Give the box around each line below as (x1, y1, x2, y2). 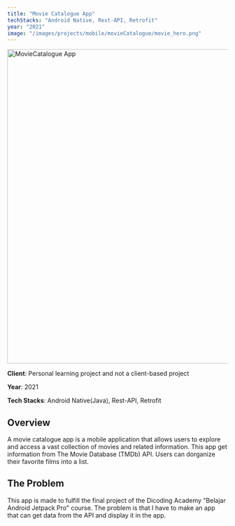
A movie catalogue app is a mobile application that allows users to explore (7, 435, 221, 444)
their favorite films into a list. (7, 458, 90, 466)
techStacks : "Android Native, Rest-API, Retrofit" (7, 17, 158, 24)
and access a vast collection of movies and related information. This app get (7, 443, 227, 451)
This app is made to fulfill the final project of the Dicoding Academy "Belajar (7, 496, 226, 504)
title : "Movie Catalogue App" (7, 10, 96, 17)
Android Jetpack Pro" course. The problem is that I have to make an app (7, 504, 215, 512)
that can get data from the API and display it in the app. (7, 511, 166, 519)
